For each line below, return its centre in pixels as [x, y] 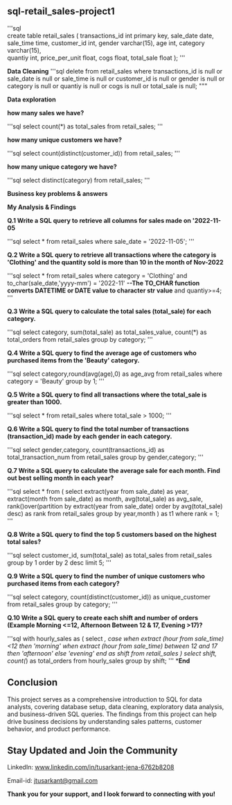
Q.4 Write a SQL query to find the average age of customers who [102, 353]
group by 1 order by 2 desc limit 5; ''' [60, 563]
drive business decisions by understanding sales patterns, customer [105, 721]
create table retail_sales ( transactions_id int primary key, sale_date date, [111, 35]
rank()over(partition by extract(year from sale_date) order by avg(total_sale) [115, 506]
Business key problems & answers [57, 193]
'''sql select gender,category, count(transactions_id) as [86, 449]
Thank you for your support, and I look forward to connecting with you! [111, 794]
